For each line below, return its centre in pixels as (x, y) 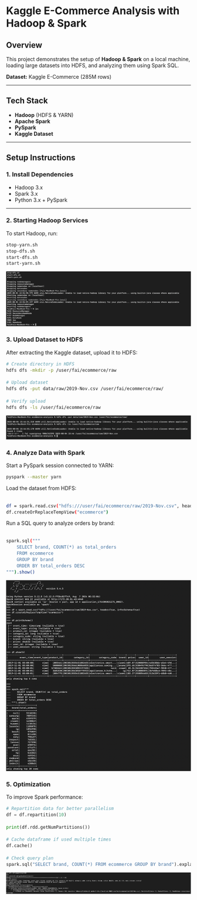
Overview (24, 45)
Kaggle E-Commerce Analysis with (93, 11)
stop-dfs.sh (21, 251)
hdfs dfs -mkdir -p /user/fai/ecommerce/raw (61, 370)
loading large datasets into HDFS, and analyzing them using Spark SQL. (93, 65)
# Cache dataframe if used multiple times (59, 839)
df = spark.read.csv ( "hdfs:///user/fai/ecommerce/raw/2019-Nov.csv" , (93, 506)
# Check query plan (30, 858)
